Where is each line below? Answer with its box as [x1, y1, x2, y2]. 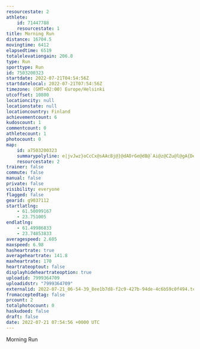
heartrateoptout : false [6, 264, 65, 270]
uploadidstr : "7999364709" [6, 280, 73, 286]
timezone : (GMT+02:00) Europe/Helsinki [6, 87, 105, 92]
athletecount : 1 [6, 131, 46, 137]
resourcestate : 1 [17, 25, 60, 32]
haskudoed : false [6, 308, 49, 314]
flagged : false [6, 192, 44, 197]
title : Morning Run [6, 31, 55, 37]
